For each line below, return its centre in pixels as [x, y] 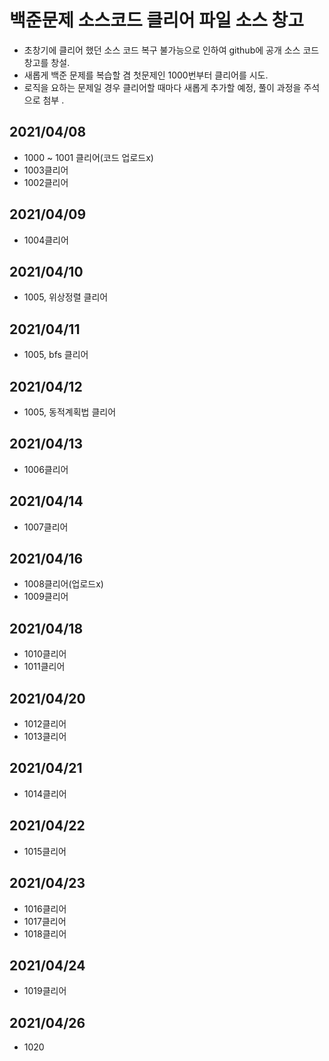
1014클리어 [45, 793]
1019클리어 [45, 991]
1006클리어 [46, 469]
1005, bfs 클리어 [56, 355]
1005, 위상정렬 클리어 [66, 297]
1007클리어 [46, 527]
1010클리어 [45, 654]
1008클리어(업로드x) [63, 584]
